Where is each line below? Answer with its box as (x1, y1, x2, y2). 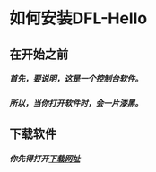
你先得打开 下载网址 (9, 153, 81, 164)
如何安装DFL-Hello (9, 8, 148, 29)
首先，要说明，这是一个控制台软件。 (9, 73, 143, 84)
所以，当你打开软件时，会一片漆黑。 (9, 98, 143, 108)
